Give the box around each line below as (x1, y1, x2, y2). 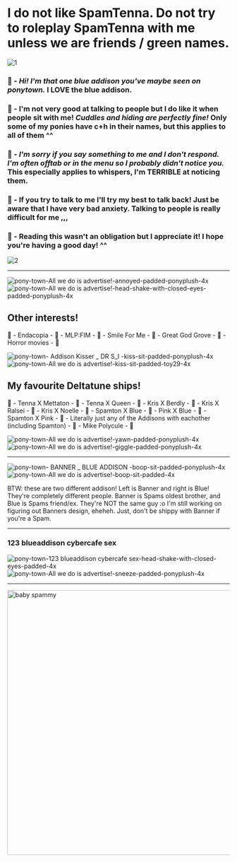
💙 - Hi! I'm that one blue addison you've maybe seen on (7, 76, 201, 85)
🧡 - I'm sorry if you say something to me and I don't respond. (7, 149, 220, 159)
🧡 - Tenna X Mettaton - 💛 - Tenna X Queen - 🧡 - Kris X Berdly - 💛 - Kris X (7, 398, 219, 407)
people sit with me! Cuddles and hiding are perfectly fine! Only (7, 112, 227, 122)
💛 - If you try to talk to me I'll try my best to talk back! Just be (7, 194, 220, 204)
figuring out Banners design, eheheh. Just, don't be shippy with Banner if (7, 507, 220, 515)
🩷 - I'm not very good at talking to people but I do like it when (7, 104, 219, 114)
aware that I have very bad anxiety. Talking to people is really (7, 203, 221, 213)
